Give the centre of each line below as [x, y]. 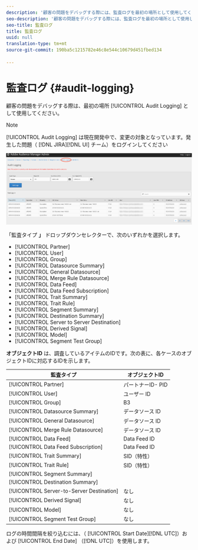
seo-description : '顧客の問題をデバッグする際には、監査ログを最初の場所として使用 [98, 19]
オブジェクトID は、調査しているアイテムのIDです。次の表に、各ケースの [94, 353]
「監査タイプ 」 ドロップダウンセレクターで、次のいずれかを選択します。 [95, 234]
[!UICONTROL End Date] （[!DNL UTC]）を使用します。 [85, 541]
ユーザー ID [137, 394]
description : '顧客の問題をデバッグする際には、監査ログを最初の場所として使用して [97, 12]
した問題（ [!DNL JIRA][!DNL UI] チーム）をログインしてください [89, 144]
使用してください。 [39, 113]
